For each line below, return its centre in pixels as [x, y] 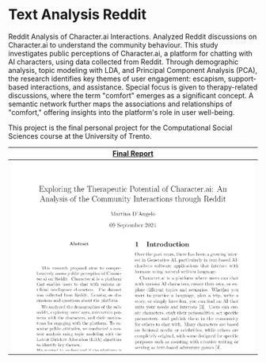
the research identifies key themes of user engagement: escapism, [117, 78]
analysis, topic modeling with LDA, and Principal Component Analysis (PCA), [133, 70]
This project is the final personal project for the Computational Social [120, 128]
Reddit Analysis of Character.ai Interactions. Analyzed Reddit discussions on [133, 36]
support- [242, 78]
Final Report [133, 154]
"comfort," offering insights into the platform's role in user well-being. [122, 112]
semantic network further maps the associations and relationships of [120, 104]
